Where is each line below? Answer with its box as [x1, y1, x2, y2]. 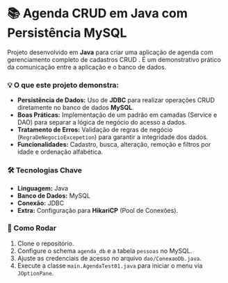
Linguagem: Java [17, 184, 68, 192]
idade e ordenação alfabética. [17, 147, 103, 156]
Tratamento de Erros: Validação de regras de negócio [17, 126, 173, 134]
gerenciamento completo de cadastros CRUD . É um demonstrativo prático [7, 55, 221, 63]
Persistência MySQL [7, 25, 127, 41]
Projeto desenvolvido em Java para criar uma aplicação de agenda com [7, 48, 213, 56]
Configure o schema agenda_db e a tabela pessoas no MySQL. [17, 246, 193, 254]
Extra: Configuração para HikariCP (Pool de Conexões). [17, 206, 179, 214]
